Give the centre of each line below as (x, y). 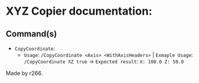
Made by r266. (25, 73)
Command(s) (31, 34)
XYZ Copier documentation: (79, 11)
